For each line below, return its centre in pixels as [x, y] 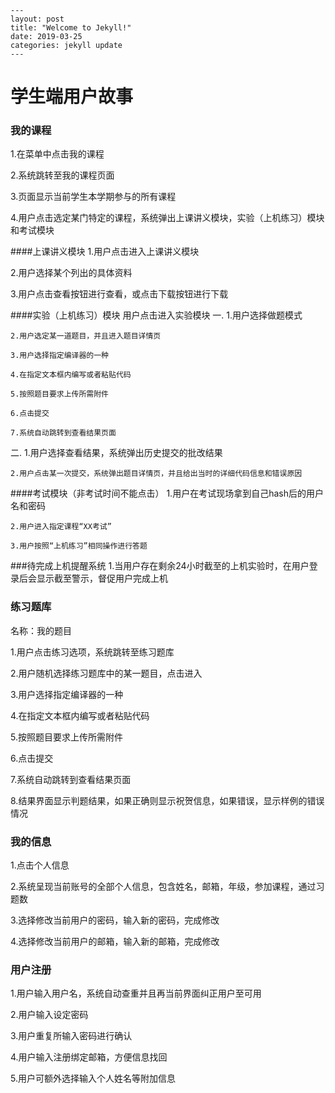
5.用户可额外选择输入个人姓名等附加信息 [93, 1078]
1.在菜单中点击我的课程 [57, 154]
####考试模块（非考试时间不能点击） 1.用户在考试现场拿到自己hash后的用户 [167, 493]
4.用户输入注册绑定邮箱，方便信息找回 [89, 1057]
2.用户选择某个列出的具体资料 [71, 273]
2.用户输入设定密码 [49, 1015]
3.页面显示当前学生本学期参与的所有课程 [93, 197]
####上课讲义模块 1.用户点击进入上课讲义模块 [105, 252]
